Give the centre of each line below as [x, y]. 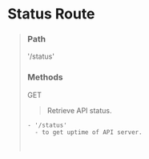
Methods [45, 77]
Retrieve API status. [79, 110]
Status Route [51, 14]
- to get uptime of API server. [89, 132]
